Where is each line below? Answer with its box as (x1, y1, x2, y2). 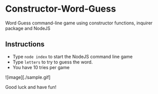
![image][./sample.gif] (5, 74, 51, 80)
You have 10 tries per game (12, 64, 70, 70)
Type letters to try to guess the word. (12, 59, 93, 65)
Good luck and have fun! (5, 84, 57, 90)
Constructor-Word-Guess (5, 3, 116, 15)
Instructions (5, 40, 45, 49)
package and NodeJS (5, 25, 51, 31)
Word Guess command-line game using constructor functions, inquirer (5, 20, 153, 26)
